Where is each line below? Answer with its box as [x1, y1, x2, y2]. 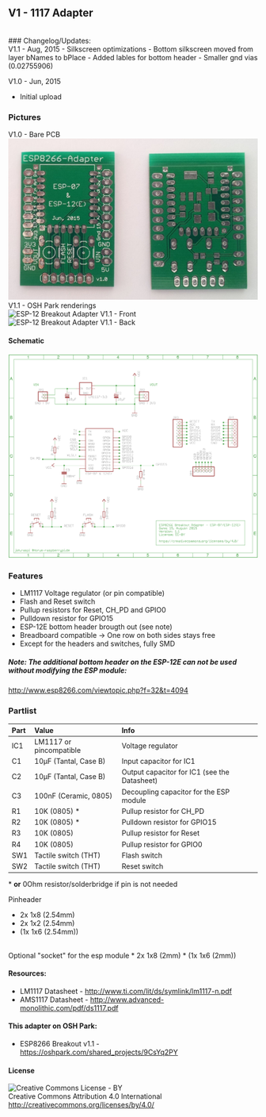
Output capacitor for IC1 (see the [121, 767, 230, 777]
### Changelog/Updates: [8, 36, 91, 45]
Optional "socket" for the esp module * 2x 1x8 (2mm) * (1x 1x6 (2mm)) [8, 950, 237, 960]
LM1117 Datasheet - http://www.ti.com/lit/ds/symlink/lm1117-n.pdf [19, 986, 232, 996]
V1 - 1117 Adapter [8, 6, 93, 20]
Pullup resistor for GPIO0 [121, 839, 203, 849]
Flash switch [121, 850, 163, 860]
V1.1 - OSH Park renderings [8, 301, 97, 310]
